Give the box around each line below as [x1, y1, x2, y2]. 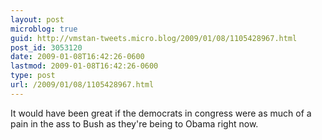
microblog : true [10, 24, 78, 34]
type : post [10, 71, 56, 81]
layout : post [10, 14, 65, 25]
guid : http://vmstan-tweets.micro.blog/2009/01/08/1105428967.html [10, 33, 298, 43]
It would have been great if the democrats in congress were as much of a [10, 107, 312, 119]
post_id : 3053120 [10, 42, 83, 53]
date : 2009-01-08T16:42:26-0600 [10, 52, 145, 62]
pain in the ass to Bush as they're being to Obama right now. [10, 117, 259, 130]
